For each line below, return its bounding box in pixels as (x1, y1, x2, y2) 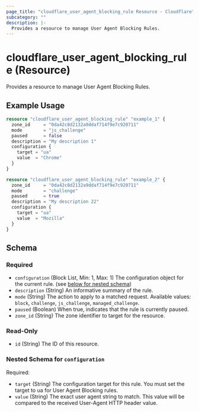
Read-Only (6, 327, 38, 335)
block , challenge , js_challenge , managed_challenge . (14, 300, 140, 307)
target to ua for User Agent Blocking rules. (14, 386, 118, 394)
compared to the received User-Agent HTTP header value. (14, 399, 158, 406)
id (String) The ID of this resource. (14, 340, 99, 348)
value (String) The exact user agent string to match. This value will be (14, 393, 185, 400)
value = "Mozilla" (17, 215, 65, 221)
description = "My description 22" (11, 199, 99, 205)
